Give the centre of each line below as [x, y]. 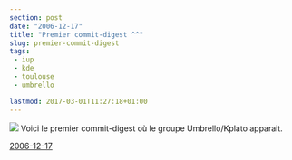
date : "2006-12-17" [46, 26]
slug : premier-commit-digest [64, 43]
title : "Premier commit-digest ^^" [77, 34]
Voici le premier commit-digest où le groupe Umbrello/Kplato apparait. [151, 128]
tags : [19, 52]
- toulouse [34, 77]
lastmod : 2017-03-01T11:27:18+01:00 [78, 101]
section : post [36, 18]
